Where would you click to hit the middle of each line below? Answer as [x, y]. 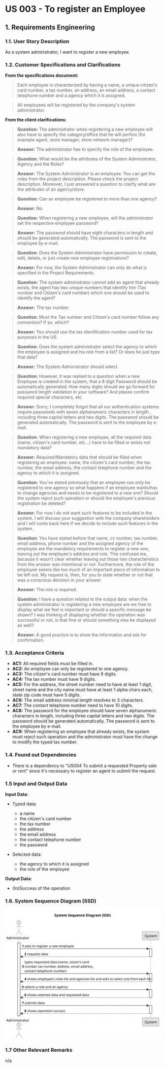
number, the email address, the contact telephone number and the [84, 468]
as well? [25, 625]
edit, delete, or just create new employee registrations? [73, 258]
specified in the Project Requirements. [56, 273]
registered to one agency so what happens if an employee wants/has [87, 488]
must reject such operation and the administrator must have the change [85, 737]
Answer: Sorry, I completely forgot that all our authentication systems [88, 407]
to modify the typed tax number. [45, 742]
